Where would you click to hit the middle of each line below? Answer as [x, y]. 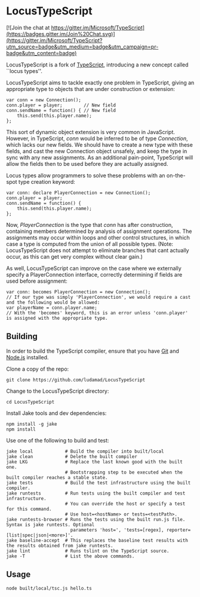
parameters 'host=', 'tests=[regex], [117, 530]
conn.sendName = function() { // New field [61, 110]
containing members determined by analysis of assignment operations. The [99, 231]
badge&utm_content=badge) [41, 53]
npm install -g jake [32, 424]
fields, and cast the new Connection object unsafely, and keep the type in [97, 151]
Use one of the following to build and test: [58, 440]
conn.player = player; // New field [61, 105]
